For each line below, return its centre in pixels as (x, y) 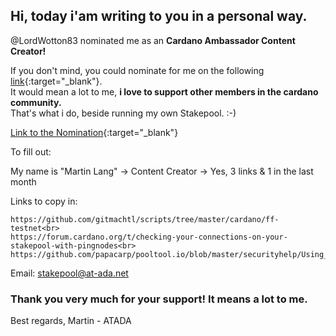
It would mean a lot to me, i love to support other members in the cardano (164, 91)
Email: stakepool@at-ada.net (69, 273)
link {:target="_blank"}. (56, 81)
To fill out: (31, 151)
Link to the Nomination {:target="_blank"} (94, 132)
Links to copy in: (44, 201)
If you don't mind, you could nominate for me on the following (137, 70)
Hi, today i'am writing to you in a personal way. (159, 16)
